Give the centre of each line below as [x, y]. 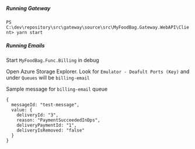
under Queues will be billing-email [48, 77]
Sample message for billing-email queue [57, 89]
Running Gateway [28, 8]
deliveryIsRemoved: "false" [51, 130]
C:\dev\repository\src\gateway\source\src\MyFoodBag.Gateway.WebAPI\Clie [98, 27]
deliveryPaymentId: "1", [47, 125]
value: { [22, 110]
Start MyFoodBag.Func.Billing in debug [53, 60]
